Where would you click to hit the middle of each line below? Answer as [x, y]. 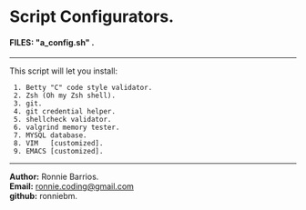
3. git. [28, 104]
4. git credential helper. [65, 112]
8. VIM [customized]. [58, 144]
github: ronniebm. [44, 196]
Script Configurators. [92, 17]
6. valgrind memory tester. [66, 128]
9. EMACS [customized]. [58, 152]
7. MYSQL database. [51, 135]
